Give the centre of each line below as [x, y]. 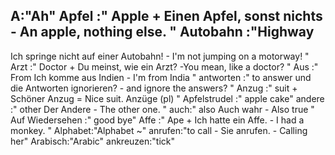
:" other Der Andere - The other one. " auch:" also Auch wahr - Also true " [162, 109]
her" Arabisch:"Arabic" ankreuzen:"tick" [93, 141]
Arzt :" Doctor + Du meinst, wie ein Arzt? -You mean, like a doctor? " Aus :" [164, 66]
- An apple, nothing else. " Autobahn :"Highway [162, 32]
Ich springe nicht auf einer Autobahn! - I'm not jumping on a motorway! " [160, 56]
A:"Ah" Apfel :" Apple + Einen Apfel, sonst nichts [166, 16]
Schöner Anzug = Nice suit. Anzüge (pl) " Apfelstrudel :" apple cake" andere [167, 98]
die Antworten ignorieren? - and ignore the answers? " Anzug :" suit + [154, 88]
